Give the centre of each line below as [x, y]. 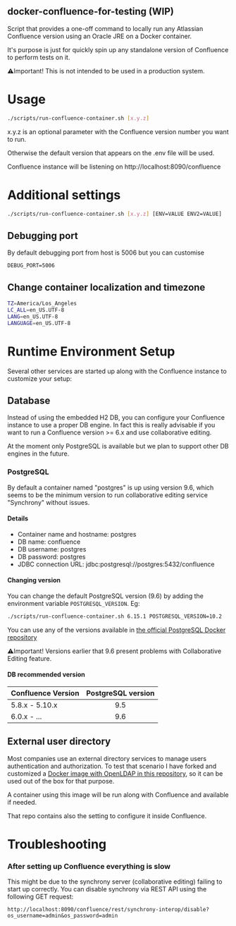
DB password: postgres [51, 556]
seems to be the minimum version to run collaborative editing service [107, 495]
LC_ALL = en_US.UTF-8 [36, 310]
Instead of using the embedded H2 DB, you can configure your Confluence [116, 418]
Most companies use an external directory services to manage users [107, 758]
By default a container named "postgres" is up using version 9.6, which [111, 487]
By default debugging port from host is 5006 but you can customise [106, 252]
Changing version [34, 580]
